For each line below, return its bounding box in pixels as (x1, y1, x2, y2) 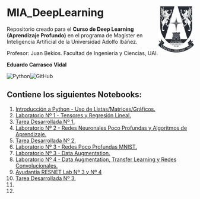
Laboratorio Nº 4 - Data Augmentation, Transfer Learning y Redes (15, 156, 177, 163)
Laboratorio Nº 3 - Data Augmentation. (15, 149, 110, 156)
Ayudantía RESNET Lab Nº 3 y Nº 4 (15, 168, 102, 175)
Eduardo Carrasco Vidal (7, 61, 67, 68)
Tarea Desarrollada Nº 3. (15, 175, 76, 182)
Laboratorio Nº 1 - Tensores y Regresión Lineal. (15, 111, 131, 118)
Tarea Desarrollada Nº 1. (15, 118, 75, 125)
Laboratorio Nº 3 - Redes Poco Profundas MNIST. (15, 143, 137, 150)
